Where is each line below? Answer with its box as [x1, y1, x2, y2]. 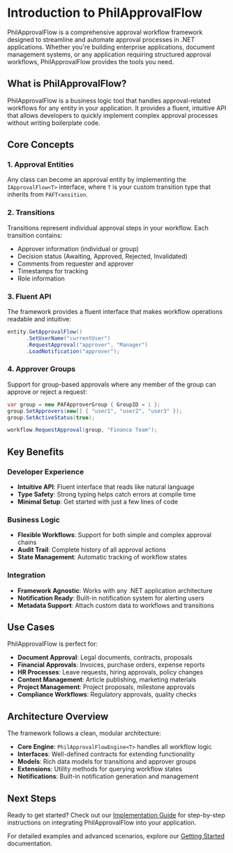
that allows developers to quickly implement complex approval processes [7, 111, 218, 119]
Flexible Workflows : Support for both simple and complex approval [17, 531, 211, 539]
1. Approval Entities [7, 160, 75, 169]
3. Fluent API [7, 292, 52, 301]
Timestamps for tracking [17, 266, 89, 275]
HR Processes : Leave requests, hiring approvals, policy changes [17, 668, 204, 677]
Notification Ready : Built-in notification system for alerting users [17, 594, 204, 602]
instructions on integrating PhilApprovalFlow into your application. [7, 818, 197, 827]
